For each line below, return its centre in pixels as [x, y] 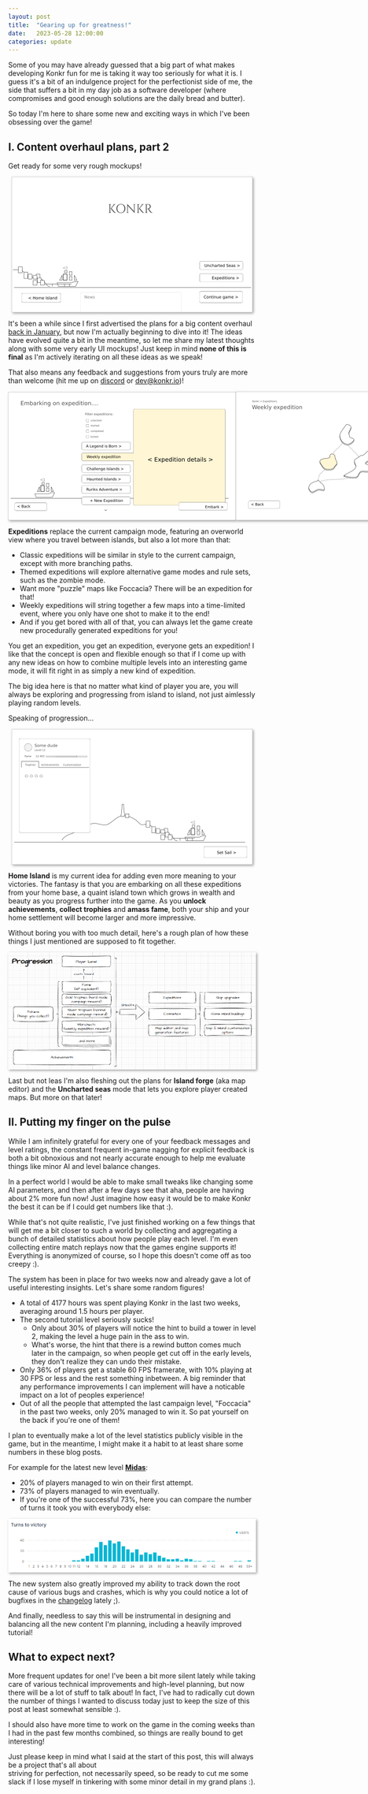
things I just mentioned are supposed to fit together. [92, 941]
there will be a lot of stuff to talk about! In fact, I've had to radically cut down [132, 1693]
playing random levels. [45, 703]
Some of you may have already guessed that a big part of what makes [121, 65]
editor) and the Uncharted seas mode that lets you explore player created [128, 1089]
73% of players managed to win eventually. [89, 1491]
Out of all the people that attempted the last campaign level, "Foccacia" [135, 1403]
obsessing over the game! [50, 122]
